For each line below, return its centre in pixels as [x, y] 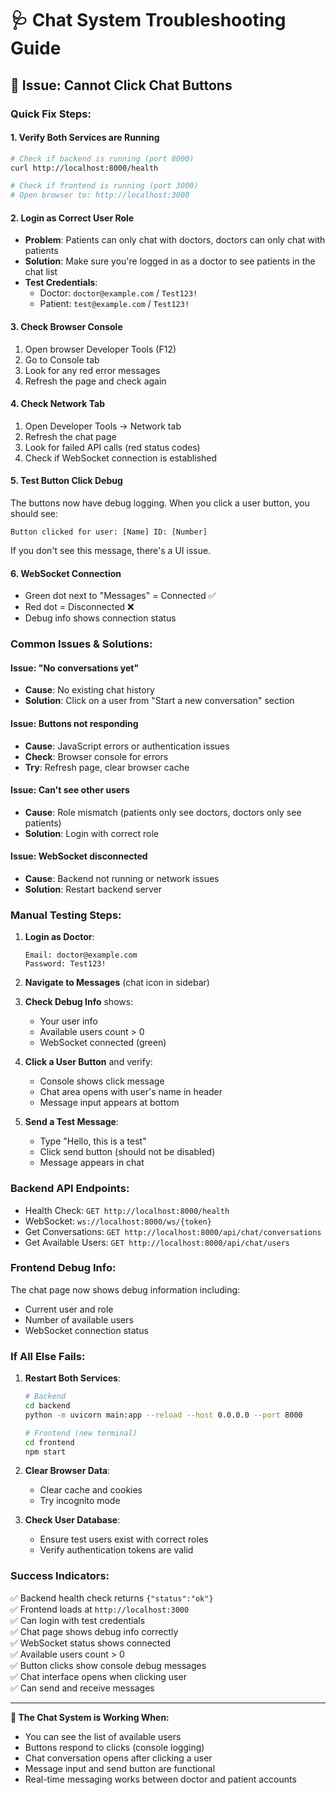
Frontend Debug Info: [63, 1268]
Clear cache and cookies [91, 1490]
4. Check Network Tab [57, 404]
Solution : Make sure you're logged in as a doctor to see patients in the [170, 261]
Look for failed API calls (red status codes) [112, 447]
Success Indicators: [60, 1576]
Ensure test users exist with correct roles [124, 1539]
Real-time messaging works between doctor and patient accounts [160, 1779]
